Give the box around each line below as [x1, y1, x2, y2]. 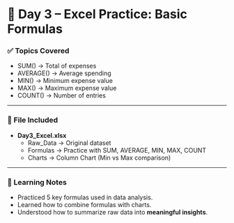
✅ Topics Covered [7, 46, 70, 56]
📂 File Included [7, 115, 58, 125]
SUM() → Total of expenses [17, 62, 97, 70]
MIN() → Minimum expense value [17, 77, 114, 85]
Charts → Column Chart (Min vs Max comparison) [27, 153, 171, 162]
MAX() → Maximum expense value [17, 84, 117, 93]
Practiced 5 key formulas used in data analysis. [17, 193, 153, 201]
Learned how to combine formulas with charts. [17, 201, 152, 209]
